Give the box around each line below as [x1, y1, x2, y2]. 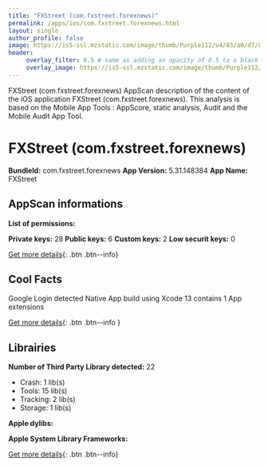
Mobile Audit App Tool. [8, 111, 84, 121]
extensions [8, 302, 45, 312]
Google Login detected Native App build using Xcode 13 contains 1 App [8, 293, 242, 304]
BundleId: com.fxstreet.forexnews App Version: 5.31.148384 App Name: [8, 165, 249, 175]
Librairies [8, 341, 57, 354]
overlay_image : [26, 64, 77, 72]
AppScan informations [8, 197, 124, 211]
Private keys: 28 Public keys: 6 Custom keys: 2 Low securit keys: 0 [8, 233, 235, 244]
